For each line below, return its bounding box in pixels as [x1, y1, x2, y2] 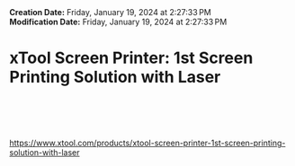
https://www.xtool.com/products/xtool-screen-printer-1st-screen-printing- [9, 137, 286, 149]
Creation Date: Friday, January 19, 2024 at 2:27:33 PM [9, 7, 211, 17]
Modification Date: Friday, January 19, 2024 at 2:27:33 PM [9, 16, 228, 27]
